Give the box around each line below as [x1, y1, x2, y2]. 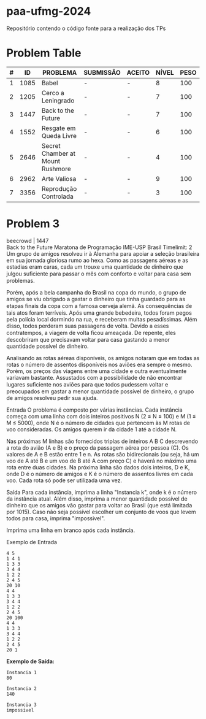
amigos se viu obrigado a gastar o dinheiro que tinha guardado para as [6, 295, 186, 302]
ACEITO [126, 68, 150, 77]
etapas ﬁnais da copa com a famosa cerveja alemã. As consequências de [6, 302, 193, 309]
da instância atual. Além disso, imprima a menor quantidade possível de [6, 495, 188, 502]
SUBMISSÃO [83, 68, 121, 77]
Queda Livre [41, 131, 77, 140]
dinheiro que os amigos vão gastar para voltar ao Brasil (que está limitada [6, 501, 193, 509]
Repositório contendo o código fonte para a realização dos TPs [6, 25, 166, 32]
